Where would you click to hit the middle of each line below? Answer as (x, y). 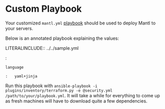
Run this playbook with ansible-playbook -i (51, 86)
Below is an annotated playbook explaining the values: (62, 38)
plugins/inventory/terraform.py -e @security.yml (59, 90)
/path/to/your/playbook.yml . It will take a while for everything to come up (83, 95)
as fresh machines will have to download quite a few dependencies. (76, 101)
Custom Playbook (44, 9)
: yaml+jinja (21, 76)
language (15, 67)
